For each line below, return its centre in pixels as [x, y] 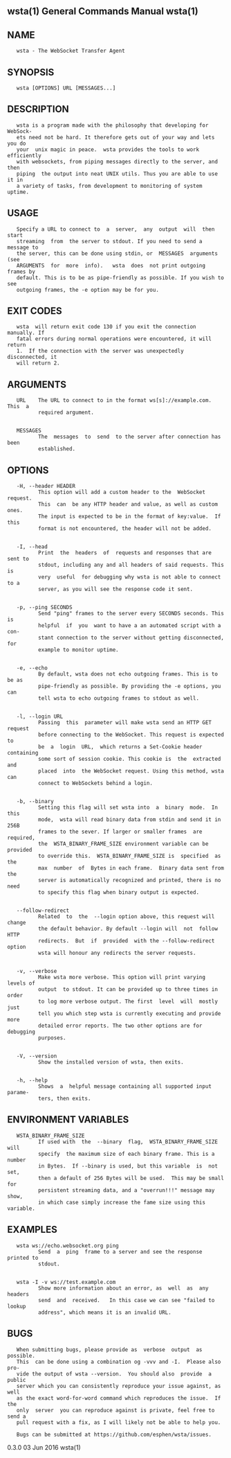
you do [17, 143]
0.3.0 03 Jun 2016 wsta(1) [44, 1447]
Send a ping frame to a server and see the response [120, 1251]
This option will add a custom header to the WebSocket [122, 492]
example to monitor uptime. [78, 650]
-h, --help [32, 1080]
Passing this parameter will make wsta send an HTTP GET [125, 723]
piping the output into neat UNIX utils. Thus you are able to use [117, 174]
